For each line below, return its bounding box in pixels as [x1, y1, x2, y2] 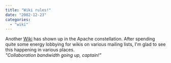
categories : [5, 17, 31, 22]
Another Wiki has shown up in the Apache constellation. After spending [5, 36, 155, 42]
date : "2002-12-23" [5, 12, 47, 17]
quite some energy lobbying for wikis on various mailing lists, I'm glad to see [5, 41, 166, 48]
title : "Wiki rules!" [5, 7, 52, 13]
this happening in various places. [5, 47, 75, 53]
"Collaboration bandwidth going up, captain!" [5, 52, 102, 58]
